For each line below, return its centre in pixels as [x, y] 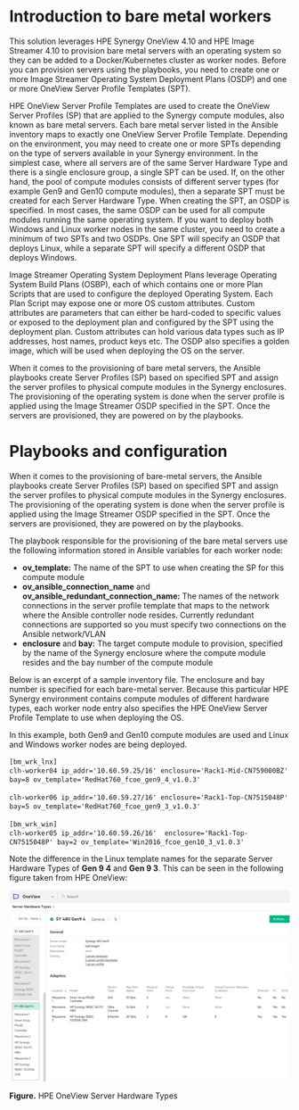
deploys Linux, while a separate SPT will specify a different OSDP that [137, 248]
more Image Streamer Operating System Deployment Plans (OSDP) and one [148, 79]
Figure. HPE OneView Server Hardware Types [93, 1096]
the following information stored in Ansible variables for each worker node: [146, 550]
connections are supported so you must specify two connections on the [154, 624]
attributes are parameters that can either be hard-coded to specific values [145, 312]
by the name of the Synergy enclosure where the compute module [144, 652]
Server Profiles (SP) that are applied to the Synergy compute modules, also [147, 115]
